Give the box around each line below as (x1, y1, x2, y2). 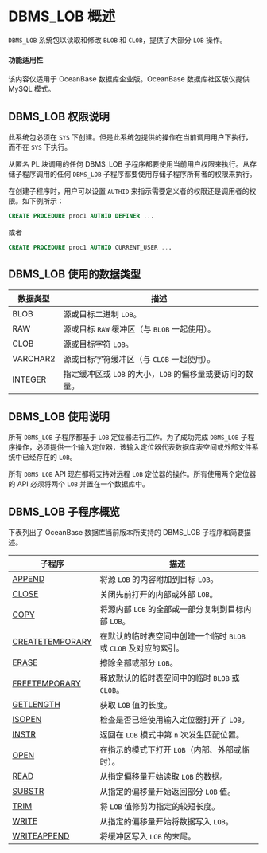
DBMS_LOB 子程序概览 (8, 505, 121, 518)
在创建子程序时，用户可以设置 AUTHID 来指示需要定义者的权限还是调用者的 (8, 186, 250, 195)
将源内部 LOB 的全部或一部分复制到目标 (99, 603, 244, 615)
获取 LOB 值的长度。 (99, 699, 172, 710)
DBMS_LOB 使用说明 (8, 410, 110, 423)
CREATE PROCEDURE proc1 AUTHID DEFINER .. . (8, 212, 155, 220)
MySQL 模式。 (8, 85, 56, 94)
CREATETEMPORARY (12, 636, 93, 647)
